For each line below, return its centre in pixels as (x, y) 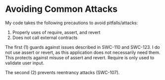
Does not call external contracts (45, 38)
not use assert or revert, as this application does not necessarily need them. (83, 52)
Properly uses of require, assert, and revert (56, 32)
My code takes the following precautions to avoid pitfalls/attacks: (72, 23)
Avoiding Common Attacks (61, 9)
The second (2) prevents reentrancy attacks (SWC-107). (62, 72)
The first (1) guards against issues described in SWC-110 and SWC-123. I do (82, 47)
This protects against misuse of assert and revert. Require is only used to (80, 57)
